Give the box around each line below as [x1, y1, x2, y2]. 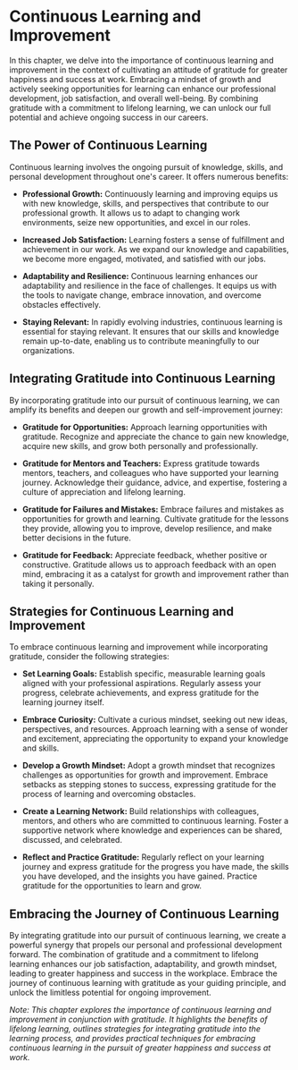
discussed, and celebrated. [21, 835, 123, 845]
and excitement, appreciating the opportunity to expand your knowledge [21, 734, 289, 744]
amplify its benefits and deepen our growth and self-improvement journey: [9, 404, 284, 415]
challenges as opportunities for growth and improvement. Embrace [21, 769, 269, 780]
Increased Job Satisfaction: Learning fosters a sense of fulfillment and [21, 234, 285, 245]
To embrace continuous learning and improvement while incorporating [9, 641, 269, 652]
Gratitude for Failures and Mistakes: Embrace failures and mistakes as [21, 504, 285, 514]
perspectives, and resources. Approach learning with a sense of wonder [21, 724, 288, 735]
